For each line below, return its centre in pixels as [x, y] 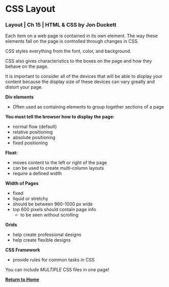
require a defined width [37, 173]
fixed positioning [30, 143]
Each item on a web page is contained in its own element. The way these [81, 36]
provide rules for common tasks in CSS [54, 260]
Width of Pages [22, 184]
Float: [11, 153]
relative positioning [33, 132]
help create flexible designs [42, 240]
